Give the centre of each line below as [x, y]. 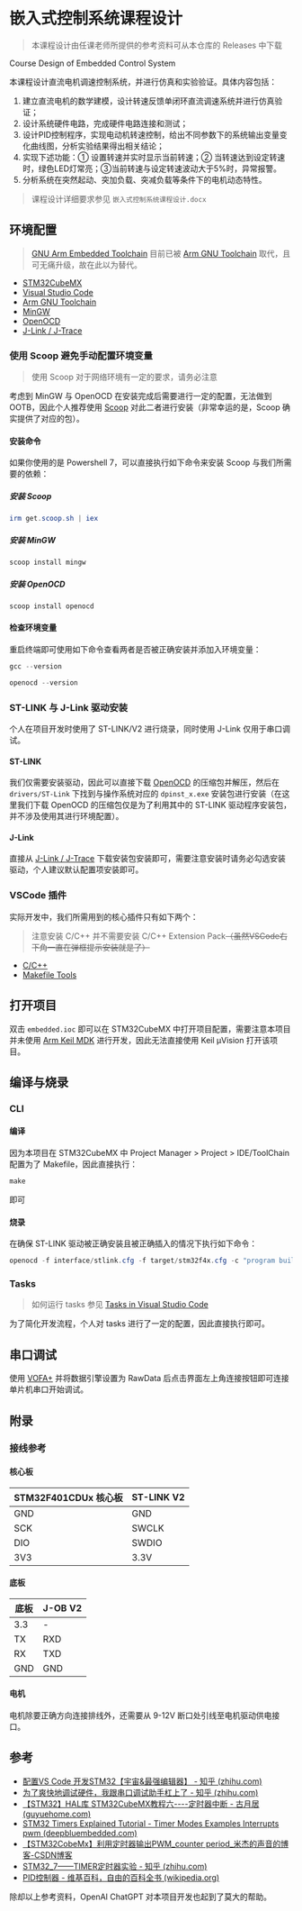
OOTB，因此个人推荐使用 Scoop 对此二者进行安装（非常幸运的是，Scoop [145, 407]
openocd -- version [44, 682]
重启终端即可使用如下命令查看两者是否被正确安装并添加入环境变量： [135, 649]
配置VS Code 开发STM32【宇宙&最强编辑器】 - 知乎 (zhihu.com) [142, 1781]
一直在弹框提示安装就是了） [98, 947]
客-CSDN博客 [48, 1855]
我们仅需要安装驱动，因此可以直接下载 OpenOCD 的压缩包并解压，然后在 [145, 783]
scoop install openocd [52, 606]
